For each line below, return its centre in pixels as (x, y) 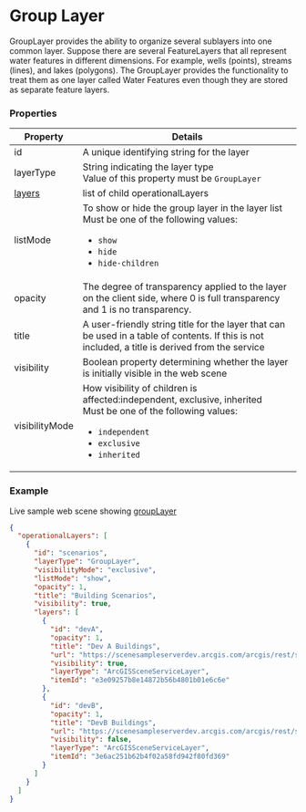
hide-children (128, 264)
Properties (33, 113)
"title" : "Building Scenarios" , (95, 595)
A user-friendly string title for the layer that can (184, 325)
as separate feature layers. (60, 89)
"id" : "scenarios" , (70, 553)
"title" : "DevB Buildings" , (103, 723)
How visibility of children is (140, 389)
